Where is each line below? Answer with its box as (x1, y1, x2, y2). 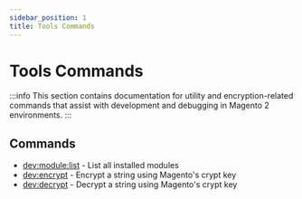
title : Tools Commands (9, 22, 95, 31)
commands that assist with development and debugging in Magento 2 (9, 100, 269, 111)
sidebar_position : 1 (9, 13, 88, 23)
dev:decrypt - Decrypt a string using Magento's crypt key (22, 179, 238, 190)
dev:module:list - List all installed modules (22, 160, 179, 171)
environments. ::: (9, 109, 72, 120)
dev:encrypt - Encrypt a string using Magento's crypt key (22, 169, 237, 181)
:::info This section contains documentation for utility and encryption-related (9, 90, 294, 101)
